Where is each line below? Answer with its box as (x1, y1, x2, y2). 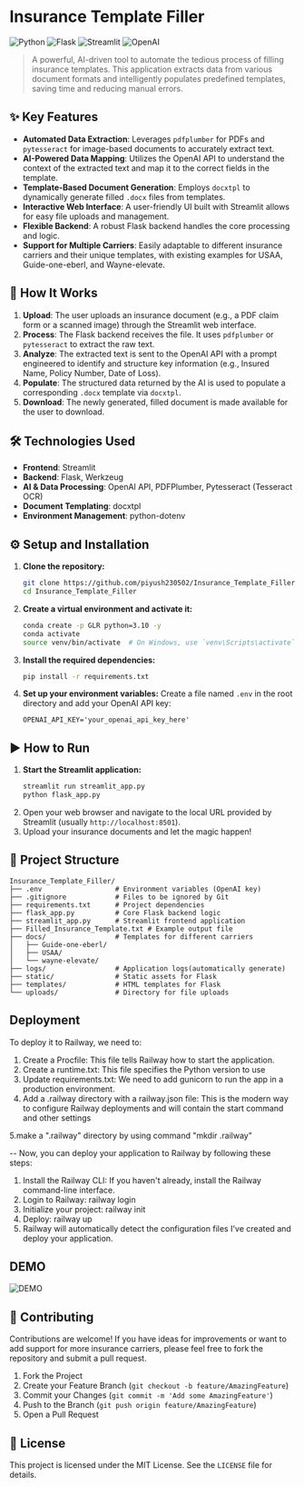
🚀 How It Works (9, 285, 98, 301)
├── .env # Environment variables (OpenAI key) (9, 884, 261, 893)
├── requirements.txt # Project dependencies (9, 900, 205, 910)
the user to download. (22, 406, 105, 417)
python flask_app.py (22, 791, 101, 800)
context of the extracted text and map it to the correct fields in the (22, 162, 270, 174)
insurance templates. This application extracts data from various (31, 64, 273, 75)
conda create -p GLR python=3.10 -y (22, 621, 162, 630)
